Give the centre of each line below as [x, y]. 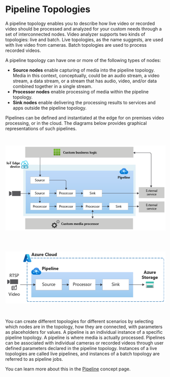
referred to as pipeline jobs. [34, 359]
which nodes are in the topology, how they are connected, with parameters [84, 327]
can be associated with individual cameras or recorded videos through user [84, 343]
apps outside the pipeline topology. [49, 108]
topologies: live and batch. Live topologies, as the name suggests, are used [84, 40]
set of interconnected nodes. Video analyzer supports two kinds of [75, 34]
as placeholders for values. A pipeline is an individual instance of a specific [84, 332]
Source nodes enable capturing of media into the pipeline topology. [84, 70]
